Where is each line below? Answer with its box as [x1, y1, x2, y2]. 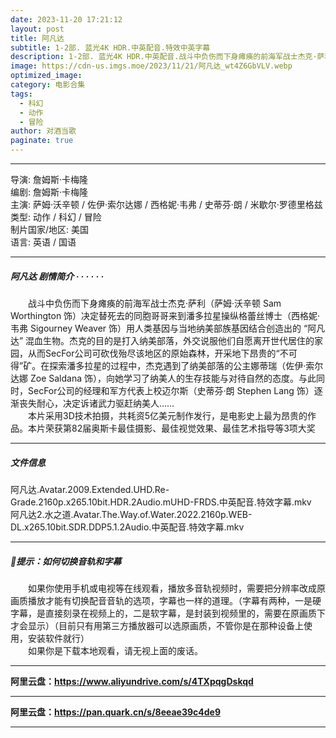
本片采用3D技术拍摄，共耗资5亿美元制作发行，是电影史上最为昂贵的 [27, 409, 308, 421]
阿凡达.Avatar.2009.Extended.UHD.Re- [10, 483, 170, 495]
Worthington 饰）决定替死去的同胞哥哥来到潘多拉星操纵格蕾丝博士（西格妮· [10, 309, 321, 321]
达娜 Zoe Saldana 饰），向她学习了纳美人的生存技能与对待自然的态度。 [10, 372, 299, 384]
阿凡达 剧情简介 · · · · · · [10, 270, 105, 282]
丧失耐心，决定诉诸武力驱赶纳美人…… [18, 397, 175, 409]
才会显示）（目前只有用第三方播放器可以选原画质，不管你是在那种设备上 [10, 619, 304, 631]
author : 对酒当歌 [10, 126, 77, 136]
